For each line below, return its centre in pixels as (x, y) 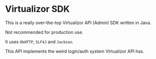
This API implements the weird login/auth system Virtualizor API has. (75, 51)
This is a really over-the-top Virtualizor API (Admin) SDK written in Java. (78, 23)
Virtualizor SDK (38, 9)
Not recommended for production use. (44, 32)
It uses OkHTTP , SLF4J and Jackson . (39, 42)
